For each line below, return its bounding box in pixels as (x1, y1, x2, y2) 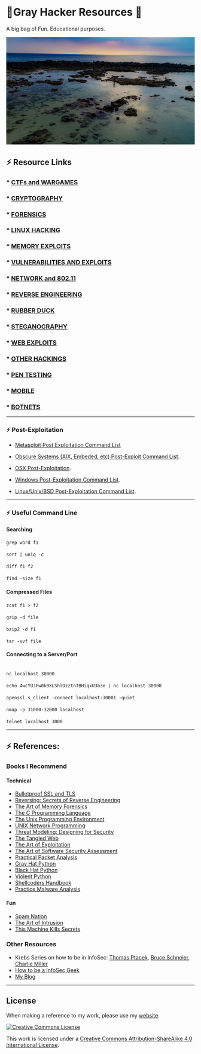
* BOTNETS (6, 403, 41, 411)
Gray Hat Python (14, 860, 56, 867)
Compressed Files (6, 588, 53, 595)
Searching (6, 526, 33, 533)
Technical (6, 777, 32, 784)
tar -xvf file (6, 638, 42, 644)
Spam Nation (14, 912, 47, 920)
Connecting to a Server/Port (6, 651, 78, 658)
